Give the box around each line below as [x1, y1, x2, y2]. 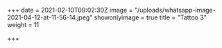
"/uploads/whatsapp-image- [134, 6, 216, 14]
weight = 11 [7, 21, 40, 29]
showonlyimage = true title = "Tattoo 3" [94, 13, 207, 22]
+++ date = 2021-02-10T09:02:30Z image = [7, 6, 133, 14]
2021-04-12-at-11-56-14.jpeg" [7, 13, 93, 22]
